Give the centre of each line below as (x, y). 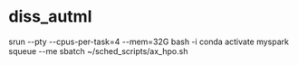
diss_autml (50, 17)
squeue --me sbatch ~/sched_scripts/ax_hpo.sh (98, 51)
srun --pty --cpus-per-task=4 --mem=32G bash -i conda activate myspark (149, 42)
